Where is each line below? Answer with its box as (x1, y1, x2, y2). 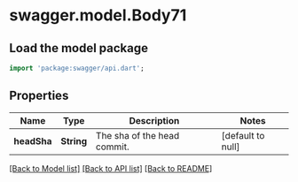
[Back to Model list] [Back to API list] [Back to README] (9, 163, 213, 173)
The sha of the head (96, 129, 180, 141)
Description (129, 114, 180, 126)
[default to (221, 129, 265, 141)
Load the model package (9, 41, 149, 56)
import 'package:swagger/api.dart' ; (9, 64, 145, 72)
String (60, 134, 88, 147)
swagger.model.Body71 (9, 5, 187, 26)
